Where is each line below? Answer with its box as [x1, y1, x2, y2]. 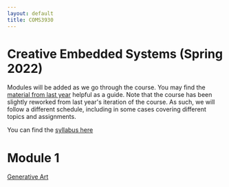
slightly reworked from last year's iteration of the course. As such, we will [7, 98, 215, 107]
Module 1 [7, 150, 60, 166]
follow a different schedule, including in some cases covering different [7, 105, 206, 113]
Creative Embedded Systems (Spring [7, 46, 223, 62]
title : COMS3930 [7, 16, 54, 23]
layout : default [7, 10, 54, 17]
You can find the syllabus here [7, 126, 94, 134]
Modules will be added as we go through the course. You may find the [7, 83, 206, 91]
